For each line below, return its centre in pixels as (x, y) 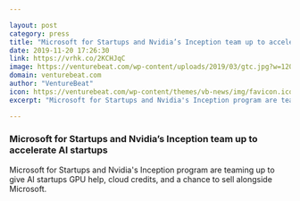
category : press (39, 33)
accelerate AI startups (59, 150)
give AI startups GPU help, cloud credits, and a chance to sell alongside (141, 179)
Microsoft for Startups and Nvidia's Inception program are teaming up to (142, 170)
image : (21, 67)
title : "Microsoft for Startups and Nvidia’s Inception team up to (137, 42)
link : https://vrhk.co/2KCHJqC (67, 59)
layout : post (33, 25)
